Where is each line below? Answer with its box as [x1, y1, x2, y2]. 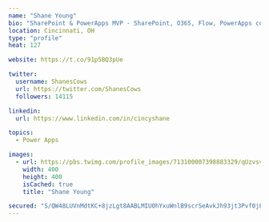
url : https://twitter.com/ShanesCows [15, 85, 142, 93]
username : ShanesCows [15, 77, 88, 85]
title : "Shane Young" [22, 188, 94, 196]
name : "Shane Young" [8, 11, 78, 20]
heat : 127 [8, 42, 42, 50]
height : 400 [22, 172, 62, 180]
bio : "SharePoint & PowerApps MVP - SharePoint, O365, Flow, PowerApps [8, 19, 252, 27]
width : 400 [22, 165, 59, 173]
